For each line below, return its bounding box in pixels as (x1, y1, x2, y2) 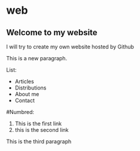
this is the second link (14, 127, 69, 133)
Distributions (14, 84, 47, 91)
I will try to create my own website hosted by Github (6, 43, 135, 50)
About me (14, 91, 39, 97)
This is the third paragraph (6, 138, 72, 145)
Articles (14, 78, 34, 85)
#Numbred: (6, 109, 35, 115)
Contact (14, 97, 35, 104)
